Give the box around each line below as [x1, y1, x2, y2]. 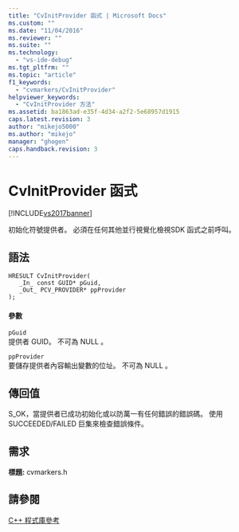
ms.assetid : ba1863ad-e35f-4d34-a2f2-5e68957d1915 [8, 108, 180, 116]
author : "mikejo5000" [8, 123, 80, 131]
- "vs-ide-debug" [15, 57, 73, 65]
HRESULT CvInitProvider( [8, 272, 91, 280]
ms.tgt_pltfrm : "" [8, 64, 69, 72]
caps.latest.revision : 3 [8, 115, 91, 123]
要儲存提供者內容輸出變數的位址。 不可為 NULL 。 [8, 361, 173, 370]
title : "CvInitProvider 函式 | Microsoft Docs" [8, 11, 167, 20]
